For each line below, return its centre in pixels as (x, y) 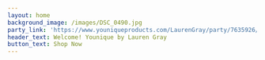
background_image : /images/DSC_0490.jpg (75, 23)
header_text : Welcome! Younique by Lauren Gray (87, 37)
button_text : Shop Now (45, 44)
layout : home (29, 15)
